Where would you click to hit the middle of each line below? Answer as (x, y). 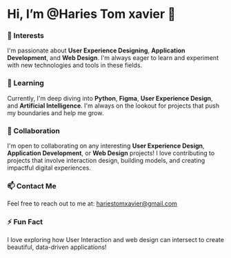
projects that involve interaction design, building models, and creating (106, 161)
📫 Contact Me (32, 186)
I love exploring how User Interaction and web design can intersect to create (115, 239)
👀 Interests (26, 36)
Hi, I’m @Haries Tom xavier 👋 (91, 14)
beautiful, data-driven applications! (57, 247)
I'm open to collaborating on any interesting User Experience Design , (106, 146)
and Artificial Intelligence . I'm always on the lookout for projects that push (113, 106)
